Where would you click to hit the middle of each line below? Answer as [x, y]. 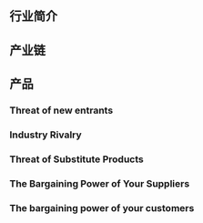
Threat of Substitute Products [76, 159]
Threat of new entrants [61, 110]
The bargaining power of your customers [102, 208]
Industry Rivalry [46, 135]
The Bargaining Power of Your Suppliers [100, 183]
